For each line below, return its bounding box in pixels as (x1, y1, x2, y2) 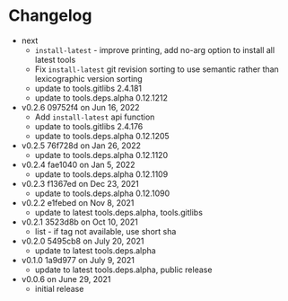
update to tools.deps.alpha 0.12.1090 (34, 188, 170, 199)
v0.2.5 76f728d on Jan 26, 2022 (21, 140, 141, 151)
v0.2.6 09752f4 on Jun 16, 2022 (21, 102, 140, 112)
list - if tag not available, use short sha (34, 226, 177, 236)
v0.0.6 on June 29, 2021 (21, 273, 111, 284)
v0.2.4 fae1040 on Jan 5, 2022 (21, 159, 135, 170)
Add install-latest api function (34, 111, 155, 122)
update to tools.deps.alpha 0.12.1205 (34, 130, 170, 141)
